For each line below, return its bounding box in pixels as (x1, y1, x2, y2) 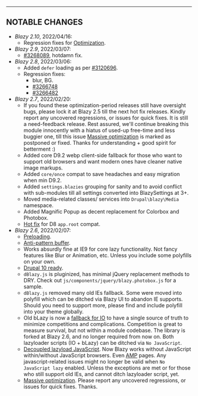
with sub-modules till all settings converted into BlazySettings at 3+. (23, 189, 189, 196)
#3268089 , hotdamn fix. (23, 51, 83, 59)
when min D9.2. (23, 177, 62, 184)
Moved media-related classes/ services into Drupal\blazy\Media (23, 195, 179, 202)
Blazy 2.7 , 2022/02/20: (14, 95, 72, 102)
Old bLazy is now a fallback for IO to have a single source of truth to (23, 314, 189, 321)
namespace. (23, 201, 54, 209)
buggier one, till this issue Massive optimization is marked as (23, 133, 171, 140)
